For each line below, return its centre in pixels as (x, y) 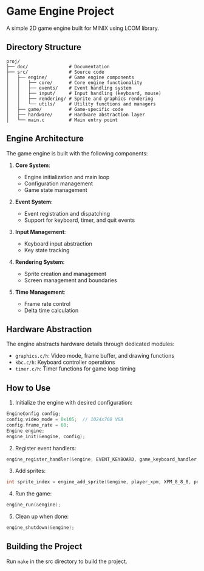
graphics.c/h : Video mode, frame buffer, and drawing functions (95, 356)
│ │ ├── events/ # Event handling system (69, 88)
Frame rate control (47, 303)
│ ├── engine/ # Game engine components (70, 77)
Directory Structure (44, 47)
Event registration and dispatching (67, 213)
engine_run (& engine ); (34, 505)
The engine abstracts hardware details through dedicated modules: (90, 344)
